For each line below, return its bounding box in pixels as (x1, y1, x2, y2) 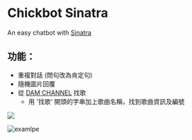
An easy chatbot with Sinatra (7, 28, 92, 37)
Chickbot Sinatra (7, 5, 108, 21)
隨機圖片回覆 (17, 79, 55, 88)
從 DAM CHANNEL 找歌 (17, 88, 86, 97)
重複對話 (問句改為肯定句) (17, 71, 93, 79)
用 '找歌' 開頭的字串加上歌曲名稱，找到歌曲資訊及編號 (28, 97, 185, 105)
